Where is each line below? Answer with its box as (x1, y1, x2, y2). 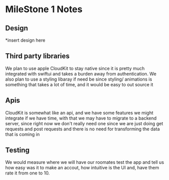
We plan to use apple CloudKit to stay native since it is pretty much (5, 65, 145, 71)
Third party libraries (5, 52, 70, 60)
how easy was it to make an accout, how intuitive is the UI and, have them (5, 165, 159, 171)
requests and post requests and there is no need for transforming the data (5, 126, 160, 132)
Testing (5, 146, 30, 155)
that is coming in (5, 131, 40, 137)
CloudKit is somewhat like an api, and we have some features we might (5, 110, 153, 116)
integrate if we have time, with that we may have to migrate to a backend (5, 115, 157, 121)
